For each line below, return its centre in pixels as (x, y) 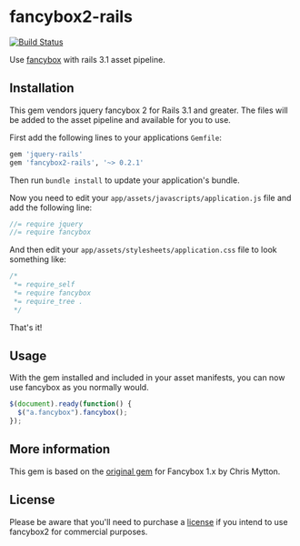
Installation (42, 88)
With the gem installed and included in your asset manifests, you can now (147, 378)
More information (60, 449)
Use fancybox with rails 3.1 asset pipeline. (87, 59)
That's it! (26, 327)
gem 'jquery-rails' (46, 154)
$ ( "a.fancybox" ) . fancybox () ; (73, 413)
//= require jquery (46, 224)
